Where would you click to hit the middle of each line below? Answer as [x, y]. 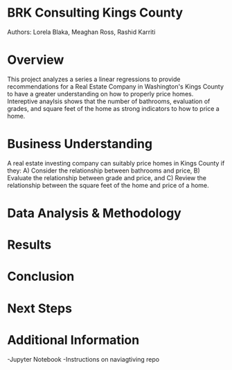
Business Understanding [80, 144]
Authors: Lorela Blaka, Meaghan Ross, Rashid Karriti [81, 32]
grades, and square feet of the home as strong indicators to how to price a [113, 108]
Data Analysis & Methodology [94, 213]
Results [29, 245]
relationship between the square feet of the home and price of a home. [108, 185]
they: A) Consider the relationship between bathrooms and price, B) [104, 170]
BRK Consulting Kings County [95, 13]
